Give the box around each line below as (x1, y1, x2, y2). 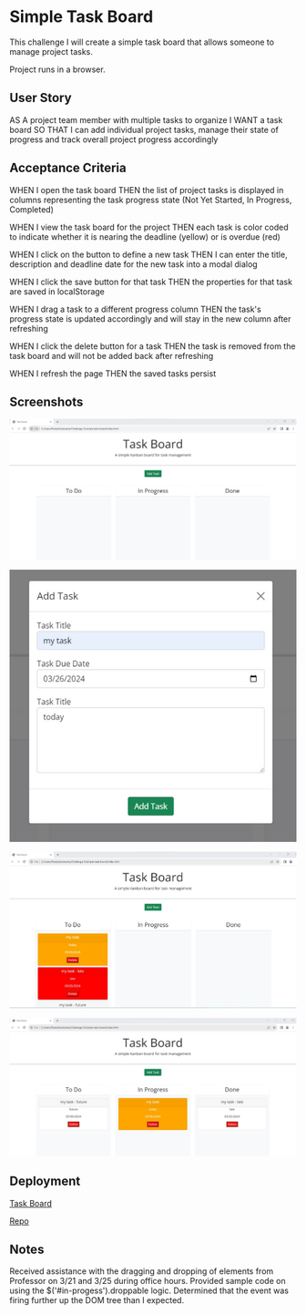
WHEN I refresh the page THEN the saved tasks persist (9, 367, 217, 379)
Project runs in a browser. (9, 64, 107, 75)
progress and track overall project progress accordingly (9, 134, 219, 145)
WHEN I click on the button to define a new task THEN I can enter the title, (9, 249, 289, 260)
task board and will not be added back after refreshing (9, 350, 214, 361)
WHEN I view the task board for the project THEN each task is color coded (9, 221, 289, 232)
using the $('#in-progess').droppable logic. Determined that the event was (9, 1285, 290, 1296)
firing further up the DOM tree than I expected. (9, 1295, 185, 1306)
